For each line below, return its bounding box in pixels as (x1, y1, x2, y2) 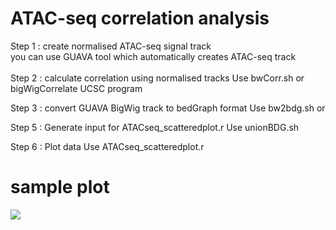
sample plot (10, 176, 110, 199)
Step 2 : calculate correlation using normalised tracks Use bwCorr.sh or (10, 72, 305, 84)
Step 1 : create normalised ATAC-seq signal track (10, 40, 212, 52)
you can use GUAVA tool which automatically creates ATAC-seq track (10, 50, 297, 62)
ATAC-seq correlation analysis (10, 7, 270, 30)
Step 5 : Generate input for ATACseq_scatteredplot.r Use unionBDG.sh (10, 121, 300, 133)
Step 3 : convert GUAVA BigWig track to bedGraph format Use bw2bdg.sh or (10, 102, 326, 114)
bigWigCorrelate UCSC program (10, 82, 143, 94)
